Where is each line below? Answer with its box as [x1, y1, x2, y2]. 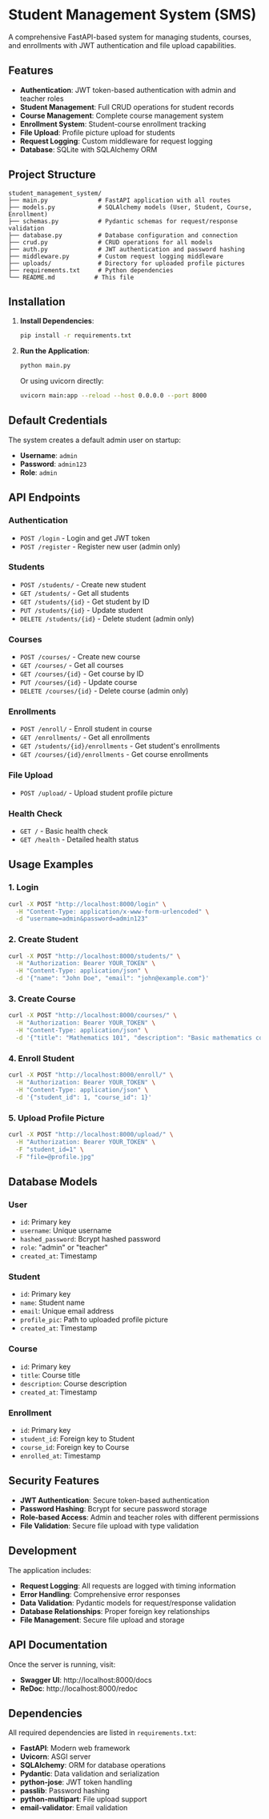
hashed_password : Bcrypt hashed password [19, 1234, 161, 1244]
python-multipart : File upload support [19, 1794, 147, 1804]
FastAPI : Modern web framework [19, 1744, 130, 1753]
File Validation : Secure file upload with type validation [19, 1520, 199, 1531]
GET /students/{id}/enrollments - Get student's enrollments [19, 741, 220, 751]
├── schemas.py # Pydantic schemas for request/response [8, 217, 239, 225]
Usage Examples [8, 858, 94, 871]
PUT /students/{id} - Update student [19, 605, 143, 614]
